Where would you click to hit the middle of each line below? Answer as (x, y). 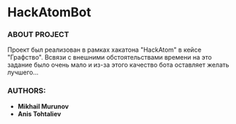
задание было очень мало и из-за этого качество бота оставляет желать (118, 65)
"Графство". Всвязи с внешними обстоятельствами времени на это (110, 57)
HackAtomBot (49, 12)
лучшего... (23, 72)
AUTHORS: (27, 91)
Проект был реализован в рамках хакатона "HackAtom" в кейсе (105, 50)
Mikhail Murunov (43, 106)
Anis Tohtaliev (39, 113)
